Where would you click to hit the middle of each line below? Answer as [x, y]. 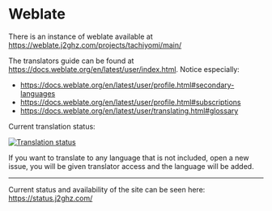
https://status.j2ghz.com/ [51, 198]
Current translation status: [52, 126]
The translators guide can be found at [71, 61]
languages [38, 93]
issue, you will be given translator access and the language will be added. [131, 166]
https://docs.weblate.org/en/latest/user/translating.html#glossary [129, 111]
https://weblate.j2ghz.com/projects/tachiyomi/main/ [95, 44]
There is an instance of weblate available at [81, 36]
